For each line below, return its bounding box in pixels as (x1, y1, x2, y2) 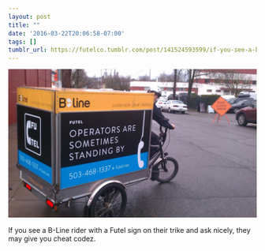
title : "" (8, 21, 41, 29)
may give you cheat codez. (8, 234, 96, 244)
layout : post (8, 13, 51, 21)
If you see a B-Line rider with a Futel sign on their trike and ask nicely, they (8, 226, 251, 235)
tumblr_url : (8, 46, 47, 54)
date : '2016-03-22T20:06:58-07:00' (8, 29, 125, 37)
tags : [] (8, 38, 37, 46)
